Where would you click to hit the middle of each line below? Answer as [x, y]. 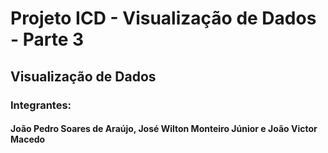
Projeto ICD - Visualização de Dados [163, 18]
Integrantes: [41, 105]
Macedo [28, 139]
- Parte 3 [47, 39]
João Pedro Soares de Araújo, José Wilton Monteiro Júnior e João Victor [164, 129]
